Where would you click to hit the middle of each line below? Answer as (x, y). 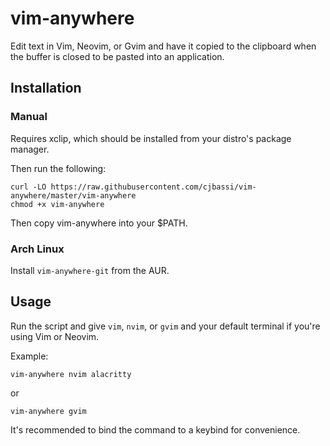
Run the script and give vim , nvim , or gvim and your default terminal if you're (165, 326)
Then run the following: (58, 168)
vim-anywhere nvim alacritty (71, 374)
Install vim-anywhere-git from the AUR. (90, 270)
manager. (30, 149)
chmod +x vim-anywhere (57, 204)
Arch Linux (37, 249)
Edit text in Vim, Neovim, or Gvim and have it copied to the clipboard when (163, 46)
